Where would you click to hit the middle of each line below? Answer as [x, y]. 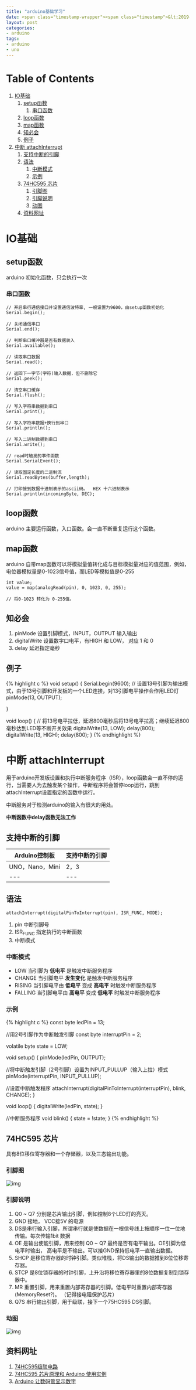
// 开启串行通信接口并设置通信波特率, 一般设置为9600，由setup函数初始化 [85, 307]
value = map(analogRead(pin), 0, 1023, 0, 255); [66, 587]
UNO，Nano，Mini [34, 867]
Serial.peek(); [24, 379]
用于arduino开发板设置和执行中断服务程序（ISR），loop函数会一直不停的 [92, 778]
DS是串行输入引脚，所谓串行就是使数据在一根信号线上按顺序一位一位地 [100, 1228]
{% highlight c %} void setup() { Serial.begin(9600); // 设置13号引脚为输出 [94, 684]
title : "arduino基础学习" [36, 11]
